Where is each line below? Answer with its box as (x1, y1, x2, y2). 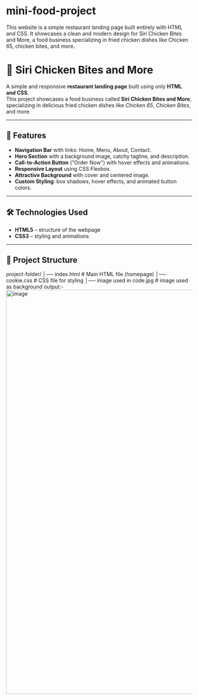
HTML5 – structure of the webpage (14, 226, 101, 233)
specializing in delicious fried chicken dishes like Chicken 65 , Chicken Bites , (6, 102, 191, 109)
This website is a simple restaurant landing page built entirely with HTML (6, 24, 183, 31)
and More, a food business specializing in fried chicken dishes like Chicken (6, 36, 189, 43)
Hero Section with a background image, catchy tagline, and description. (14, 153, 190, 160)
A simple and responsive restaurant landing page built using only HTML (6, 83, 183, 90)
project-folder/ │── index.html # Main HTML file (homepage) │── (6, 271, 167, 278)
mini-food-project (6, 4, 96, 18)
